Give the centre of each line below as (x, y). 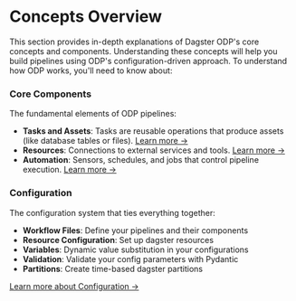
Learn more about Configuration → (74, 286)
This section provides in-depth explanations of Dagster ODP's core (134, 42)
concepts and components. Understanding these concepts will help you (143, 51)
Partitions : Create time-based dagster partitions (113, 268)
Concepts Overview (86, 17)
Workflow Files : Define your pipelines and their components (135, 230)
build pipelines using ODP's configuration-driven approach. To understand (148, 61)
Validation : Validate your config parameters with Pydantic (130, 259)
